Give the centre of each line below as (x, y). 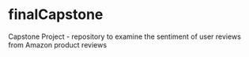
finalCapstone (56, 15)
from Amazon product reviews (58, 44)
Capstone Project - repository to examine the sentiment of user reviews (124, 36)
